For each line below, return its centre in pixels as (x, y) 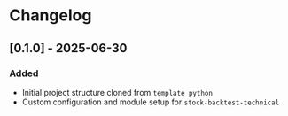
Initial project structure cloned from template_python (117, 92)
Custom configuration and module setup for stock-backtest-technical (151, 102)
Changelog (51, 15)
